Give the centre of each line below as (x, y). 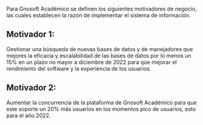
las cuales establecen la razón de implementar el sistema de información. (98, 15)
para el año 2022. (29, 115)
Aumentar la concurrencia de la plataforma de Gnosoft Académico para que (101, 102)
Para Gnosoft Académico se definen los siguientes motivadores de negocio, (102, 9)
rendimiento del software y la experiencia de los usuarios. (79, 68)
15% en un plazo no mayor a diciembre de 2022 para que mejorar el (91, 62)
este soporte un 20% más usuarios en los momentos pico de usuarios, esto (101, 109)
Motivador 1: (30, 34)
